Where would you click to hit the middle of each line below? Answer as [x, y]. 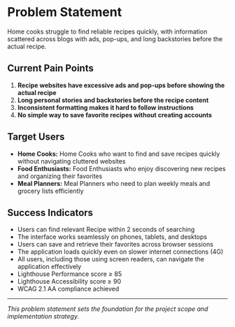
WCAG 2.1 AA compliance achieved [68, 289]
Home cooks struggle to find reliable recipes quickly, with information [107, 31]
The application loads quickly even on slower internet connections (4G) [120, 252]
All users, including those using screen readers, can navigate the [111, 259]
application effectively [49, 267]
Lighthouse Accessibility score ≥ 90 [69, 282]
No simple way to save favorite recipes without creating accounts [114, 115]
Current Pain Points [51, 68]
